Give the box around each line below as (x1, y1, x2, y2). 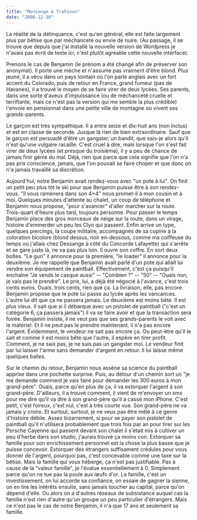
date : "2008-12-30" (6, 14, 54, 20)
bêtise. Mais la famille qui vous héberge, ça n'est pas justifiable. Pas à (6, 458, 176, 465)
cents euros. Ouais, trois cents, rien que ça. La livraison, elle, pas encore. (6, 284, 184, 291)
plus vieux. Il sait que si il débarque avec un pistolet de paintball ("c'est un (6, 302, 186, 310)
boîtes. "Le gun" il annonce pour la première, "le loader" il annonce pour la (6, 252, 187, 259)
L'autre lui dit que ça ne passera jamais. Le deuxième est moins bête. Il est (6, 296, 186, 304)
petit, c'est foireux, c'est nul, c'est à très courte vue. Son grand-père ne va (6, 401, 187, 409)
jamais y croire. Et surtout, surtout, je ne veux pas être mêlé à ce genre (6, 408, 178, 415)
